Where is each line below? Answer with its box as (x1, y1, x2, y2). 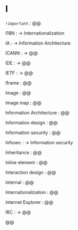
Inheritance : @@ (5, 149, 42, 156)
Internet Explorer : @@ (5, 199, 53, 205)
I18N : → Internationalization (5, 30, 65, 36)
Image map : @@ (5, 100, 42, 106)
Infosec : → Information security (5, 139, 73, 145)
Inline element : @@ (5, 159, 48, 165)
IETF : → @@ (5, 70, 33, 76)
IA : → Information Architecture (5, 40, 71, 46)
